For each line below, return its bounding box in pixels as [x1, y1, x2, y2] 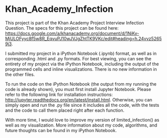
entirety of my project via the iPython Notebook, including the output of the [5, 61, 159, 67]
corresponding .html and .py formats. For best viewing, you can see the [5, 55, 152, 61]
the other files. [5, 71, 35, 77]
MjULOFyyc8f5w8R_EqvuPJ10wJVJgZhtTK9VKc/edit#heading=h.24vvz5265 [5, 36, 162, 42]
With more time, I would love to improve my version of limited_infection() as [5, 117, 160, 123]
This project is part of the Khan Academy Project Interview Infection [5, 20, 144, 26]
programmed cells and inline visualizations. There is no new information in [5, 66, 157, 72]
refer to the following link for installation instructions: [5, 92, 113, 97]
